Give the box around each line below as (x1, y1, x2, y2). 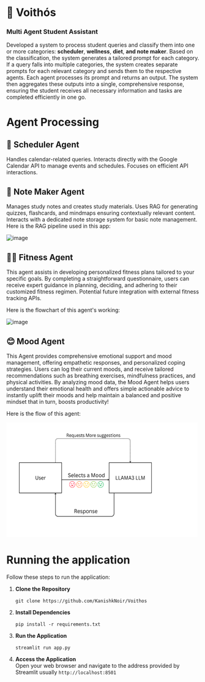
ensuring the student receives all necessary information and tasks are (6, 87, 182, 95)
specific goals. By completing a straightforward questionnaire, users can (6, 275, 190, 282)
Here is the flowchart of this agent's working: (6, 306, 121, 314)
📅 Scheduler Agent (6, 139, 80, 150)
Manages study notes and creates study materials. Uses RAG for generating (6, 203, 198, 211)
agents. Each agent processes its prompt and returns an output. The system (6, 74, 198, 82)
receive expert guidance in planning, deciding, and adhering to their (6, 282, 177, 289)
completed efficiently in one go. (6, 93, 87, 101)
